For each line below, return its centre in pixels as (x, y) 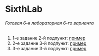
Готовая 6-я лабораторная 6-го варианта (49, 23)
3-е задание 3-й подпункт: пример (49, 49)
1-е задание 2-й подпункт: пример (49, 38)
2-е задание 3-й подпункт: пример (49, 43)
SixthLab (24, 9)
